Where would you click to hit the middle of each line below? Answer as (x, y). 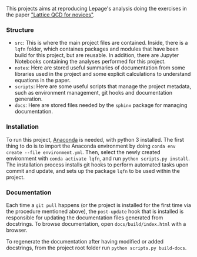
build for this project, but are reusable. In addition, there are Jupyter (97, 55)
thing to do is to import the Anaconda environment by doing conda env (91, 146)
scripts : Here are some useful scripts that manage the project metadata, (103, 86)
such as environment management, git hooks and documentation (93, 93)
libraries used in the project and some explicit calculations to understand (103, 74)
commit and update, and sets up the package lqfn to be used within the (93, 171)
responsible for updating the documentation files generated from (85, 218)
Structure (20, 30)
